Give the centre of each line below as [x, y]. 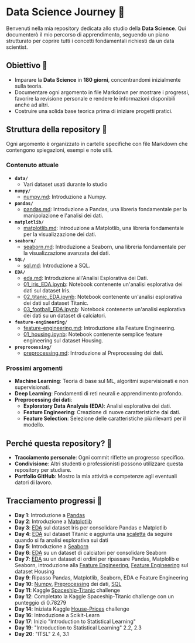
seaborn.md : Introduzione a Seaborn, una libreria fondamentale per [105, 246]
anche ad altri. [32, 105]
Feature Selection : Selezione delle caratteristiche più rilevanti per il [105, 419]
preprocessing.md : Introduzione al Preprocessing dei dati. [93, 353]
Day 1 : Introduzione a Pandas [50, 515]
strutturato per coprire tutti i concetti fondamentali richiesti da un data [90, 41]
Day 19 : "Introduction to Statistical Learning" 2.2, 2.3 [78, 627]
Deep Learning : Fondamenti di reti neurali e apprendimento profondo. [99, 394]
